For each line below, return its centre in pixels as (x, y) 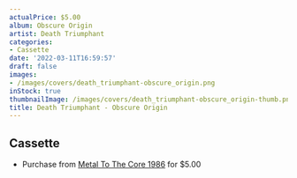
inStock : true (35, 91)
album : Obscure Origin (51, 26)
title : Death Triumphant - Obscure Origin (88, 108)
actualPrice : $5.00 (45, 17)
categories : (31, 42)
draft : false (33, 67)
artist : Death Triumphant (57, 33)
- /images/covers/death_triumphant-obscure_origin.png (112, 83)
